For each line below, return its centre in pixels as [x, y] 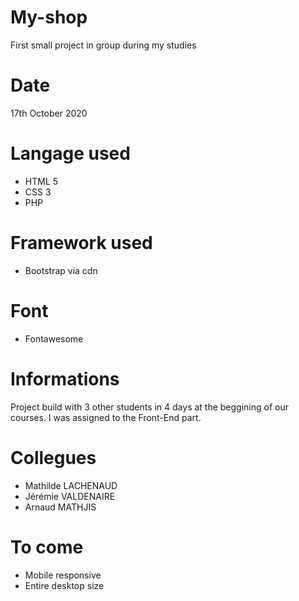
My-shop [49, 17]
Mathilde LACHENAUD [71, 485]
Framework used [81, 243]
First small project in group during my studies [103, 45]
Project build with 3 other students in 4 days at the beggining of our [150, 407]
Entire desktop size [64, 585]
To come [47, 547]
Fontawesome [54, 338]
